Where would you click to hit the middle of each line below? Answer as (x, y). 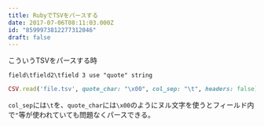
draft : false (29, 37)
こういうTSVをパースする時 (53, 60)
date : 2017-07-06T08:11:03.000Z (61, 23)
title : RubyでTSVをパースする (53, 15)
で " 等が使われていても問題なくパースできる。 (81, 115)
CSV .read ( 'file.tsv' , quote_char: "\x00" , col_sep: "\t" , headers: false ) (133, 89)
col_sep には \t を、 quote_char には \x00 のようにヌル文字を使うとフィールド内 (131, 105)
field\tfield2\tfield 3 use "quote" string (81, 75)
